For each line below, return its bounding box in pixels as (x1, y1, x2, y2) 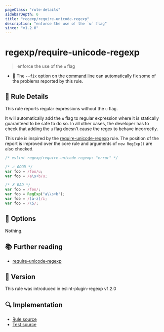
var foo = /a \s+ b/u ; (5, 174, 48, 179)
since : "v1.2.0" (5, 26, 39, 31)
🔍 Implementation (5, 300, 63, 309)
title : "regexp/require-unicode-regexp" (5, 16, 90, 21)
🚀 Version (5, 273, 36, 281)
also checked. (5, 145, 34, 151)
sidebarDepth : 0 (5, 12, 39, 17)
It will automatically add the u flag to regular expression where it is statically (5, 115, 159, 121)
